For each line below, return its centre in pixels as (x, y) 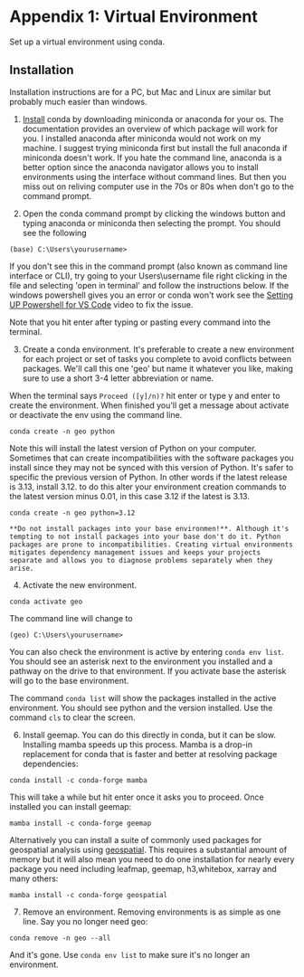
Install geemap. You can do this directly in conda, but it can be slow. (149, 735)
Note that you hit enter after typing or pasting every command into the (140, 322)
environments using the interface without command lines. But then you (154, 176)
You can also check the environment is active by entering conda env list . (147, 651)
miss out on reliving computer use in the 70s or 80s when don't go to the (158, 186)
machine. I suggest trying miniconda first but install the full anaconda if (155, 147)
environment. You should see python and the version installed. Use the (141, 707)
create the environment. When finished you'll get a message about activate (149, 405)
